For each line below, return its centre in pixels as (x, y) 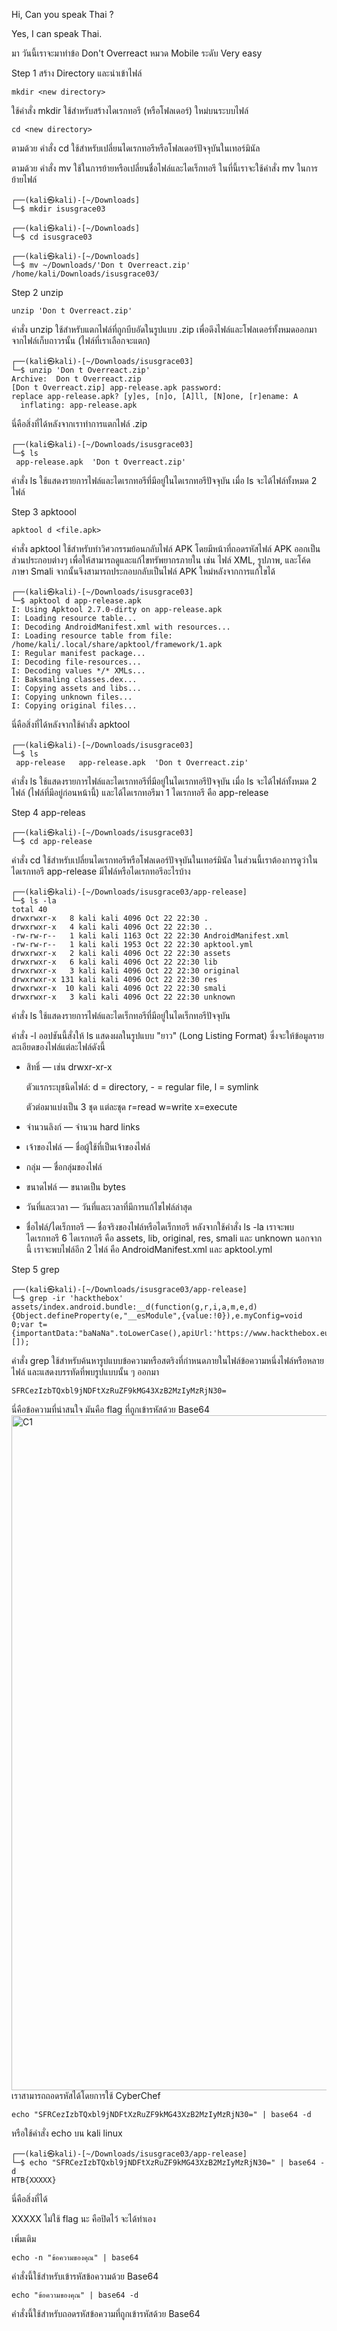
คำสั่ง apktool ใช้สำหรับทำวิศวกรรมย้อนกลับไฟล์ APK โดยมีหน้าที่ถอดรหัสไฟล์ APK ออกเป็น (166, 548)
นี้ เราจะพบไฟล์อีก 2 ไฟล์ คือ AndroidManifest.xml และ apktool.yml (149, 1249)
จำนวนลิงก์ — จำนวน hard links (83, 1127)
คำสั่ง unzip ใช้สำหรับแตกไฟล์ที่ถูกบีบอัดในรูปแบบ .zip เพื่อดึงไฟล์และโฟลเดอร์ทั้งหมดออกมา (164, 329)
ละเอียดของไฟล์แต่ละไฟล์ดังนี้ (58, 1047)
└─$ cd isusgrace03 (52, 237)
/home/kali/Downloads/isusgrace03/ (85, 274)
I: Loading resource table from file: (92, 636)
